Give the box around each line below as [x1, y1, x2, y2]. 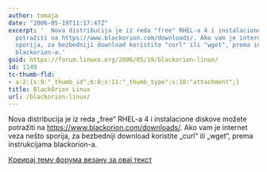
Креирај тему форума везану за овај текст [8, 155, 153, 165]
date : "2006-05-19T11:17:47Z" [8, 19, 109, 27]
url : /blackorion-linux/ [8, 93, 91, 101]
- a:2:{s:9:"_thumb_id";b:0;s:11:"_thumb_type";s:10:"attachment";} [8, 78, 240, 86]
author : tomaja [8, 11, 59, 20]
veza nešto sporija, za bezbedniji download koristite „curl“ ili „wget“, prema [8, 132, 253, 141]
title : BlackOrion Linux [8, 85, 91, 94]
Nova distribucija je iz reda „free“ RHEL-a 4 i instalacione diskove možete [8, 114, 248, 124]
